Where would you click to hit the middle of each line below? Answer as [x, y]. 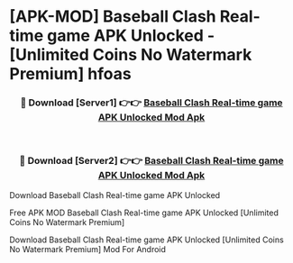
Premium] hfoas [71, 74]
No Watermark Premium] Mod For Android [88, 249]
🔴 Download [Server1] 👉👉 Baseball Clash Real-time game [151, 103]
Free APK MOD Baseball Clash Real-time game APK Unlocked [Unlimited [144, 213]
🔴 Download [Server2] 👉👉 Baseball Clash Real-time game [151, 161]
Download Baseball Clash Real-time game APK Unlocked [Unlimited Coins [146, 240]
